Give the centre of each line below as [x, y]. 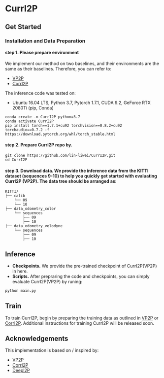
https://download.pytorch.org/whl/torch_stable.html [60, 134]
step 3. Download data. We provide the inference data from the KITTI [77, 171]
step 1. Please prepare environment [42, 53]
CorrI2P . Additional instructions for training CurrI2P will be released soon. [80, 323]
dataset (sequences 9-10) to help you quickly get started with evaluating [81, 176]
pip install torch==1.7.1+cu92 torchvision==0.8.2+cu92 [64, 125]
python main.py [21, 291]
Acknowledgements [37, 339]
